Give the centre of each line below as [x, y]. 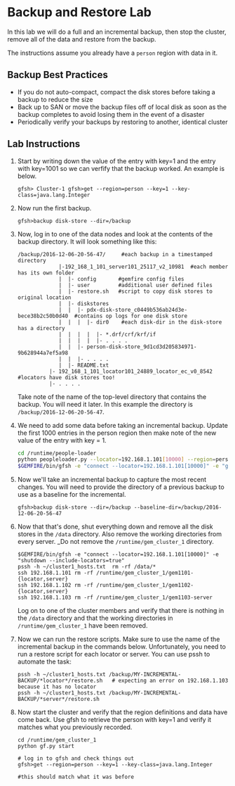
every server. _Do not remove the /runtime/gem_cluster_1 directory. [115, 542]
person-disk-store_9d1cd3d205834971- [142, 347]
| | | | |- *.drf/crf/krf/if [107, 334]
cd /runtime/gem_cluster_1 [57, 740]
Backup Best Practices [58, 75]
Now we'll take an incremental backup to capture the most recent [112, 480]
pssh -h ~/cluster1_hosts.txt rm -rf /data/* [87, 567]
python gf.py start [46, 747]
